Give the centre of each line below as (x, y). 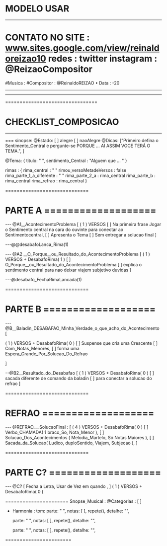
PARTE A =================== (81, 210)
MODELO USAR (37, 9)
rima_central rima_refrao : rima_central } (46, 181)
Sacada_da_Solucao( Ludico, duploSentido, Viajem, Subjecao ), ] (71, 443)
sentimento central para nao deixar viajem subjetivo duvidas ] (68, 270)
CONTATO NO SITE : (47, 38)
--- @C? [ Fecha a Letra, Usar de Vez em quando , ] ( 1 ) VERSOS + (74, 486)
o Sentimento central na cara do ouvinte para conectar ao (64, 230)
